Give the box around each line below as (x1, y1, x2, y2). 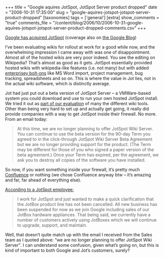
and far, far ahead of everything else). (5, 177, 82, 183)
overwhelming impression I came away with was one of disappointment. (5, 49, 151, 55)
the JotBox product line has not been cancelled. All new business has (17, 201, 158, 207)
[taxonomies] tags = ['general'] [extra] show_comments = (43, 15, 160, 20)
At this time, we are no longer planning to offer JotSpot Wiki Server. (17, 126, 153, 132)
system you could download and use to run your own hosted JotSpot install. (5, 95, 159, 101)
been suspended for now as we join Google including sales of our (17, 206, 150, 212)
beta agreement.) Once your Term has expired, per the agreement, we (17, 152, 159, 158)
